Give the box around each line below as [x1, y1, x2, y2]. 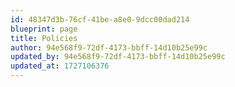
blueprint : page [10, 24, 78, 34]
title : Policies [10, 33, 78, 43]
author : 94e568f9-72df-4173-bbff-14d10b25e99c [10, 42, 208, 53]
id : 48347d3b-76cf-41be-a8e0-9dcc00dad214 [10, 14, 190, 25]
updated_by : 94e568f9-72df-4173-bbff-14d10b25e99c [10, 52, 226, 62]
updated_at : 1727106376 [10, 61, 110, 71]
